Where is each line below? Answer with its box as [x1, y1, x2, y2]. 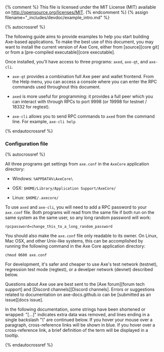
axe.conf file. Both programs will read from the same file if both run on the [5, 210, 155, 216]
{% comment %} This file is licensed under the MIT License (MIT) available [5, 4, 157, 10]
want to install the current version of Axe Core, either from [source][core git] [5, 44, 159, 50]
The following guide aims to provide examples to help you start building [5, 34, 149, 39]
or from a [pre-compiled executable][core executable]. [5, 49, 116, 55]
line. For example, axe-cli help [12, 119, 76, 124]
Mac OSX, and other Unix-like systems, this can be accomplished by [5, 238, 143, 244]
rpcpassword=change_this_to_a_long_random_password [5, 224, 113, 229]
